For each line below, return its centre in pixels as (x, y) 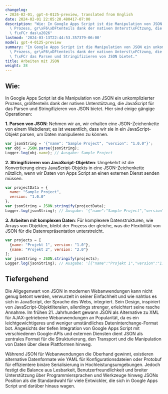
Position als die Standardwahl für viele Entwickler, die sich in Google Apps (81, 380)
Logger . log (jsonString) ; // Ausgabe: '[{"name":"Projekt (66, 263)
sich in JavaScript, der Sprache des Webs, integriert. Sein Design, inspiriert (83, 301)
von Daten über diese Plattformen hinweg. (49, 344)
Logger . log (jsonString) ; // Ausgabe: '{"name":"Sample (63, 211)
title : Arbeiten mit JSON (32, 61)
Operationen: (19, 114)
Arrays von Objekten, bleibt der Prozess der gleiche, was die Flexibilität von (83, 225)
